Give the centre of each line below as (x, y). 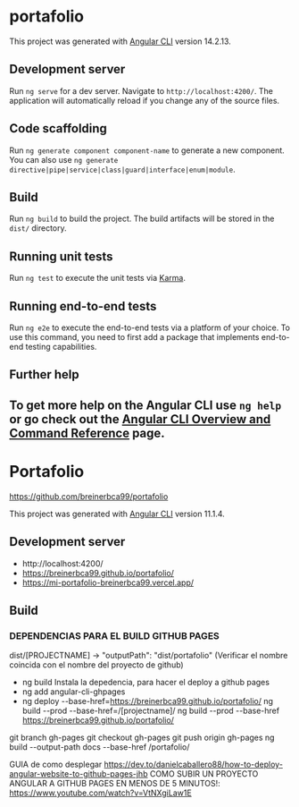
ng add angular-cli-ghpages (74, 692)
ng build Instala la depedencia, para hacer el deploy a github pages (146, 683)
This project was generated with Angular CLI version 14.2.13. (120, 41)
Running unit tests (61, 256)
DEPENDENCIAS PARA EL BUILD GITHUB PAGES (115, 635)
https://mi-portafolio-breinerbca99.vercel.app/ (108, 582)
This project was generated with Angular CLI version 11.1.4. (117, 514)
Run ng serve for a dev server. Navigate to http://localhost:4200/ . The (141, 90)
